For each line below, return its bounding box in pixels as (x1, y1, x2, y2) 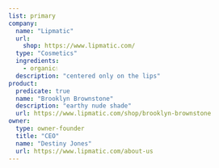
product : (8, 79, 38, 87)
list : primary (8, 11, 57, 20)
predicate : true (15, 86, 70, 95)
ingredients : (15, 57, 60, 65)
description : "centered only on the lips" (15, 72, 161, 80)
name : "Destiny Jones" (15, 139, 92, 148)
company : (8, 19, 38, 27)
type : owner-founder (15, 124, 85, 132)
